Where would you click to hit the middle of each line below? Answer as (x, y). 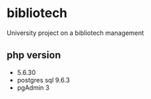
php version (34, 55)
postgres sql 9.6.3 (43, 80)
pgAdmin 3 (33, 88)
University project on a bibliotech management (75, 33)
